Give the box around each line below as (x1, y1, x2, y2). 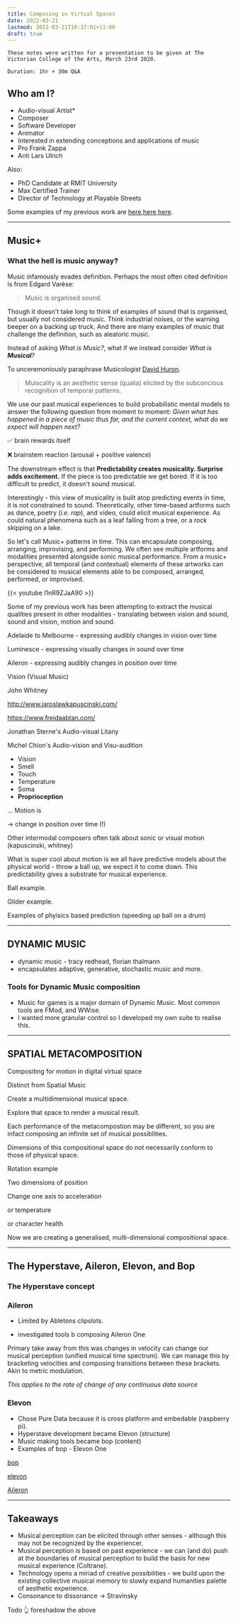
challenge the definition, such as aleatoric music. (7, 330, 150, 338)
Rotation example (7, 1164, 59, 1173)
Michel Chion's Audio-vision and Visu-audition (7, 741, 143, 749)
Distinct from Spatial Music (7, 1080, 86, 1089)
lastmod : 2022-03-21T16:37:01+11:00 (7, 23, 115, 30)
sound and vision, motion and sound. (7, 617, 115, 626)
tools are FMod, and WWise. (17, 1006, 101, 1014)
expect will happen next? (7, 422, 81, 431)
